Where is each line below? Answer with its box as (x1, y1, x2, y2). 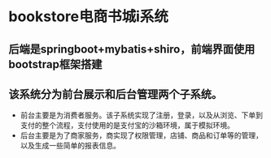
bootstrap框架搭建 (8, 58, 103, 71)
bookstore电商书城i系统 (8, 7, 169, 26)
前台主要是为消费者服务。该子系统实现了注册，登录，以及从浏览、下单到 (20, 110, 263, 120)
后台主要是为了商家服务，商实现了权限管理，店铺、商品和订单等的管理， (20, 130, 263, 140)
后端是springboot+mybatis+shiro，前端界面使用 (8, 42, 256, 56)
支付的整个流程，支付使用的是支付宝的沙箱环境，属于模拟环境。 (20, 121, 234, 130)
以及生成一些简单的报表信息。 (20, 141, 120, 151)
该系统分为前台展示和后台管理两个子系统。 (8, 87, 222, 101)
